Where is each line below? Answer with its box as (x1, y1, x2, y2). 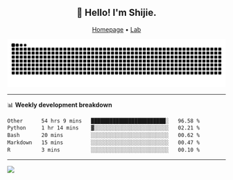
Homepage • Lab (92, 25, 141, 33)
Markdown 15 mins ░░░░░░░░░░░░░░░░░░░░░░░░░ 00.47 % (7, 139, 200, 146)
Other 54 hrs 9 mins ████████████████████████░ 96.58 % (7, 117, 200, 125)
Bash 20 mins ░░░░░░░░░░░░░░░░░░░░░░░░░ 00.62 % (7, 132, 200, 139)
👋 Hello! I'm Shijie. (76, 7, 157, 19)
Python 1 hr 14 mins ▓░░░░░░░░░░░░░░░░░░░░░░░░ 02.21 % (7, 125, 200, 132)
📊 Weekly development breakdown (7, 100, 112, 109)
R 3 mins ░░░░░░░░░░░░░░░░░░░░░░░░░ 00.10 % (7, 147, 200, 154)
